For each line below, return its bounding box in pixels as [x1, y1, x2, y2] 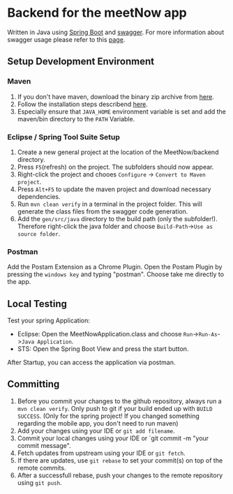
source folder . [17, 229, 61, 238]
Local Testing [7, 298, 68, 310]
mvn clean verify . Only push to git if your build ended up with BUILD [17, 404, 213, 412]
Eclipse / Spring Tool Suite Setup [7, 132, 121, 142]
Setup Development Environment [7, 56, 155, 68]
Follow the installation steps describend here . [17, 100, 148, 108]
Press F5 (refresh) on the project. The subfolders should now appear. [17, 163, 214, 171]
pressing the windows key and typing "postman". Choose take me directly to [7, 270, 225, 278]
